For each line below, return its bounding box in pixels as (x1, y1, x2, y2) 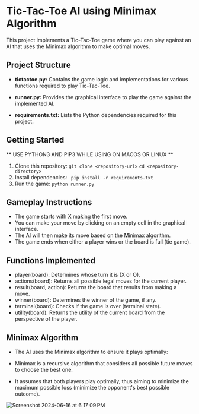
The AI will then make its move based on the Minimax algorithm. (14, 232, 171, 239)
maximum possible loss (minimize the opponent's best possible (14, 384, 170, 391)
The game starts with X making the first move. (14, 213, 128, 220)
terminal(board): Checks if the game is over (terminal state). (14, 303, 161, 310)
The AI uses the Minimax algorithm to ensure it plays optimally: (14, 349, 168, 355)
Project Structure (6, 60, 71, 70)
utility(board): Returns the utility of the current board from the (14, 309, 165, 316)
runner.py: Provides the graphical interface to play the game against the (14, 93, 192, 100)
